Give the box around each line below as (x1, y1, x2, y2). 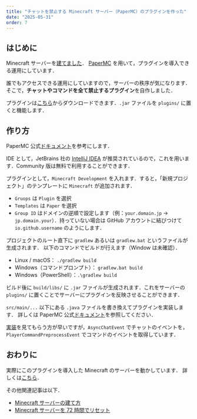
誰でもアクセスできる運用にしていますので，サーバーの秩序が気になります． (6, 80, 191, 87)
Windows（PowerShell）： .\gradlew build (14, 272, 118, 278)
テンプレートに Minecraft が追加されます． (31, 182, 136, 189)
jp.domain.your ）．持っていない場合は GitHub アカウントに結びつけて (14, 217, 182, 224)
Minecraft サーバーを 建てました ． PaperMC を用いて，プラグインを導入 (6, 60, 179, 67)
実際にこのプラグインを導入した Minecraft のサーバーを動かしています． (6, 367, 181, 374)
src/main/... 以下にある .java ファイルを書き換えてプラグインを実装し (6, 304, 179, 311)
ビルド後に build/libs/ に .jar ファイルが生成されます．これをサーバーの (6, 284, 185, 291)
